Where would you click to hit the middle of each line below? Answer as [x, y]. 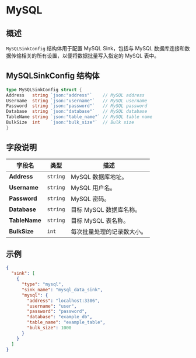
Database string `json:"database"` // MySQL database [77, 112]
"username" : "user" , [52, 306]
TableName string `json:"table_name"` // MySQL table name [79, 117]
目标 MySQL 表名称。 [100, 221]
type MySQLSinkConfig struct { [44, 89]
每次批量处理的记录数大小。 [109, 232]
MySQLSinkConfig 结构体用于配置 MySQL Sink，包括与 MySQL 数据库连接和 [95, 48]
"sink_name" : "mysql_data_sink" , [62, 290]
